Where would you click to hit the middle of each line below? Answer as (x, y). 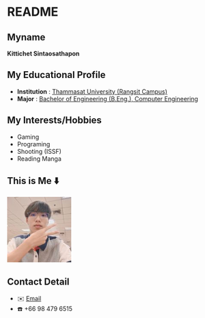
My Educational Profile (56, 75)
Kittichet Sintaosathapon (43, 53)
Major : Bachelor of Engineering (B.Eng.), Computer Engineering (107, 98)
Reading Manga (39, 159)
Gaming (28, 137)
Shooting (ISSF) (39, 151)
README (33, 12)
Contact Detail (38, 281)
